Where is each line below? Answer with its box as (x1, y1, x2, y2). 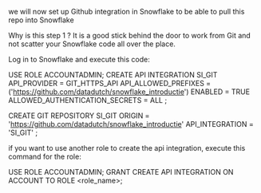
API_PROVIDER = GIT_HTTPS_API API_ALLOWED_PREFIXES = (8, 79, 212, 88)
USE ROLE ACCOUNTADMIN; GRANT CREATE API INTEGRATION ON (8, 167, 234, 176)
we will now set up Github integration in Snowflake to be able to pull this (8, 7, 245, 16)
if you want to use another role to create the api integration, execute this (8, 144, 246, 152)
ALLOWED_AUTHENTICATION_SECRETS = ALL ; (8, 96, 168, 104)
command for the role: (8, 152, 81, 161)
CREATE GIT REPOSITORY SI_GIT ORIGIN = (8, 111, 150, 120)
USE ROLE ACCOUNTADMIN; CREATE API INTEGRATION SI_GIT (8, 70, 218, 79)
